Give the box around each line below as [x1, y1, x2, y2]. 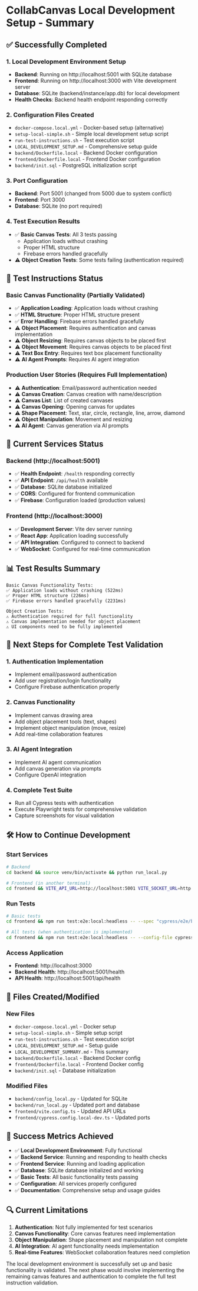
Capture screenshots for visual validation [14, 812, 115, 819]
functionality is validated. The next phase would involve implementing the [6, 1267, 184, 1274]
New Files [6, 1009, 35, 1018]
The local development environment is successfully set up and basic [6, 1260, 173, 1267]
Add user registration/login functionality [14, 677, 112, 684]
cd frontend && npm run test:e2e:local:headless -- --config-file [6, 935, 173, 941]
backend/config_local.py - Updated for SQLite [14, 1095, 128, 1102]
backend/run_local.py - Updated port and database [14, 1101, 140, 1109]
